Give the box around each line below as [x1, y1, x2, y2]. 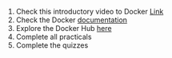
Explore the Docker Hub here [15, 24, 112, 33]
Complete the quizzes [15, 41, 89, 50]
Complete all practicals [15, 32, 92, 41]
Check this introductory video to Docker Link [15, 7, 164, 16]
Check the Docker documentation [15, 15, 128, 25]
